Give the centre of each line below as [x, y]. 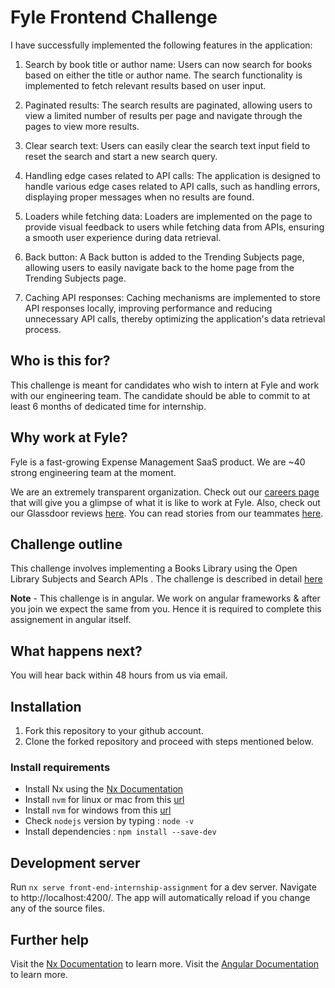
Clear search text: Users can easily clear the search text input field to [167, 145]
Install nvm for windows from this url [98, 810]
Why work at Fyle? [69, 437]
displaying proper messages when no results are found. [139, 197]
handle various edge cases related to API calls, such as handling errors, [172, 186]
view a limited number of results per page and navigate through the [163, 115]
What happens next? [76, 651]
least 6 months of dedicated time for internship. [108, 406]
